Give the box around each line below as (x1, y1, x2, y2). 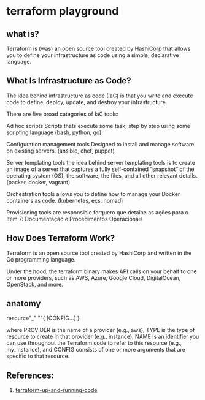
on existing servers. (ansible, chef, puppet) (6, 147, 115, 154)
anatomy (6, 298, 41, 309)
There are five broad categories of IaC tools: (6, 110, 118, 118)
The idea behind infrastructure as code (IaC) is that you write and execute (6, 92, 193, 99)
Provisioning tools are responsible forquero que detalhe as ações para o (6, 208, 189, 216)
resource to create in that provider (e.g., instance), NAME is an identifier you (6, 333, 199, 341)
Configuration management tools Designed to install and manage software (6, 140, 195, 148)
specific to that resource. (6, 352, 70, 360)
